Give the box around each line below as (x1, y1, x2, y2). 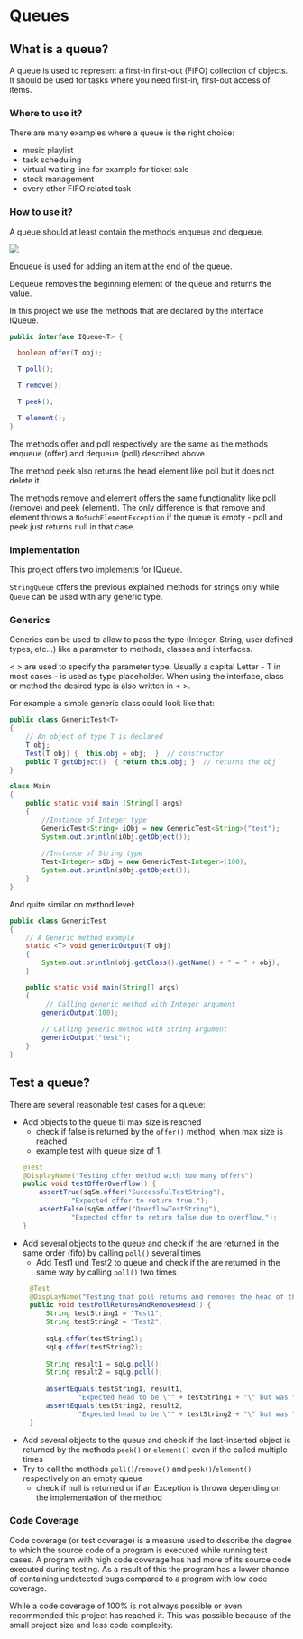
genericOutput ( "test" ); (41, 1034, 131, 1043)
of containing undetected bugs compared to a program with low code (9, 1573, 268, 1584)
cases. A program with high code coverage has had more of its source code (9, 1553, 292, 1565)
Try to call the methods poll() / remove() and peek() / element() (22, 1463, 252, 1474)
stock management (22, 173, 95, 185)
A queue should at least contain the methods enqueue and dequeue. (9, 226, 264, 237)
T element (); (17, 413, 67, 422)
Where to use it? (9, 106, 83, 119)
